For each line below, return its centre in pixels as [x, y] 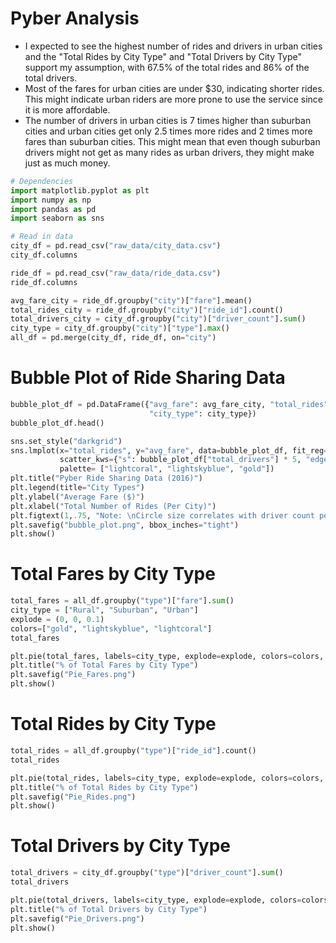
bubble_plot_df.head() [57, 423]
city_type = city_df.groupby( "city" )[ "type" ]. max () [120, 328]
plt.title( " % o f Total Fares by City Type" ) [104, 665]
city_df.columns [44, 255]
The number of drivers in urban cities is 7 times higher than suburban [168, 120]
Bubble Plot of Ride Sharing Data [148, 378]
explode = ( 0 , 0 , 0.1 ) [57, 619]
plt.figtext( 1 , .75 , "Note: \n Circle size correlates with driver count [162, 515]
